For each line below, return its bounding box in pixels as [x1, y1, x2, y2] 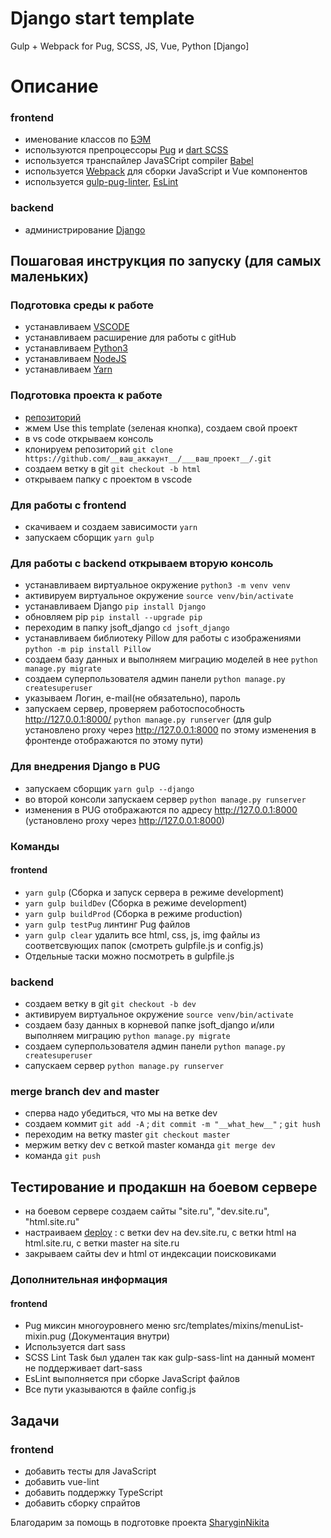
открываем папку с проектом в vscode [24, 473, 193, 485]
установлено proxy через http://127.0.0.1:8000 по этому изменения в [24, 724, 317, 736]
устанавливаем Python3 [24, 342, 128, 354]
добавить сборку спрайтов [24, 1497, 141, 1509]
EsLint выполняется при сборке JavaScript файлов [24, 1373, 240, 1385]
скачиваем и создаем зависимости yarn [24, 521, 198, 532]
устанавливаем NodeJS [24, 353, 127, 365]
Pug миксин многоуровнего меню [24, 1320, 172, 1332]
